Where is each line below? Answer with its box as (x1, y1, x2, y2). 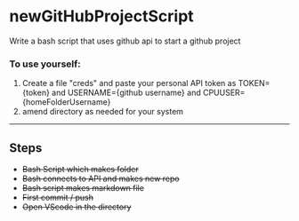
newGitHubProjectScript (9, 6, 194, 27)
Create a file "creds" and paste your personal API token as (21, 78, 237, 89)
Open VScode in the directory (21, 201, 132, 212)
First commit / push (21, 193, 93, 203)
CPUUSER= (203, 87, 246, 99)
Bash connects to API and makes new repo (21, 173, 180, 184)
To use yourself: (9, 58, 82, 70)
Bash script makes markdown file (21, 183, 145, 193)
